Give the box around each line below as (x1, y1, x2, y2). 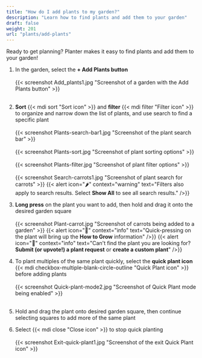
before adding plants (14, 270, 67, 278)
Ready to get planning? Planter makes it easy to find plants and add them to (6, 48, 194, 55)
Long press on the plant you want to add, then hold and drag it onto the (14, 201, 193, 208)
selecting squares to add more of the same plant (14, 315, 136, 322)
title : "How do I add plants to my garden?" (6, 8, 120, 15)
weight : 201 (6, 25, 36, 32)
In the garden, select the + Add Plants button (14, 66, 128, 73)
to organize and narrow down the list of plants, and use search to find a (14, 110, 193, 117)
